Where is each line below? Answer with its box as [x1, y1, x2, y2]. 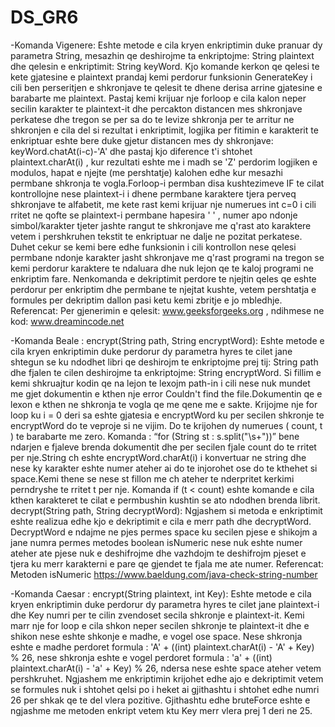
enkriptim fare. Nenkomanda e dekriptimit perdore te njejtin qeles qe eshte [10, 272, 317, 285]
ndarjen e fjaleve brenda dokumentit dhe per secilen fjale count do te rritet [10, 441, 317, 453]
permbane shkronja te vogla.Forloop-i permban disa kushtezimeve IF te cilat [10, 177, 325, 189]
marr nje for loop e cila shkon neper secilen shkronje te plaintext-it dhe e [10, 619, 310, 631]
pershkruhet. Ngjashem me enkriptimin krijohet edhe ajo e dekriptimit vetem [10, 672, 324, 685]
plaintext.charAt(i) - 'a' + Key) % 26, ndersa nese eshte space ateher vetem [10, 662, 322, 674]
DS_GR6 [10, 6, 79, 29]
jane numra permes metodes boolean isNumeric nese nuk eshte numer [10, 536, 303, 548]
